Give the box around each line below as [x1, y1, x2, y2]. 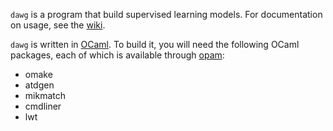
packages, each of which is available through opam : [10, 49, 225, 61]
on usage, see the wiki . [10, 19, 106, 31]
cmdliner [24, 100, 62, 112]
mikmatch [24, 90, 66, 101]
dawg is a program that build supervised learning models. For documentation [10, 9, 323, 20]
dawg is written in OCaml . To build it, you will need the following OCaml [10, 39, 300, 50]
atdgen [24, 79, 55, 91]
